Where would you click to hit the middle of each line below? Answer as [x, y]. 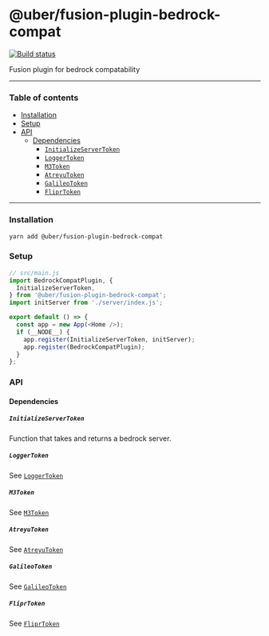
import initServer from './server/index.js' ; [86, 303]
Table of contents [44, 98]
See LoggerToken [36, 475]
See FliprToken [34, 623]
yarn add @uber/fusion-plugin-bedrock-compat [86, 236]
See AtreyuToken [36, 549]
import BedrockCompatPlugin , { [61, 280]
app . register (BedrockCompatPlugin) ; [85, 347]
